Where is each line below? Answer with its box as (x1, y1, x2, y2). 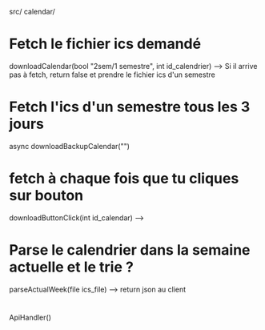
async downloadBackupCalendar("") (9, 141, 130, 151)
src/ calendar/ (9, 7, 55, 16)
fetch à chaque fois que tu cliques (9, 170, 239, 187)
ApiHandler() (9, 312, 51, 322)
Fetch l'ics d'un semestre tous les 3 (9, 98, 251, 116)
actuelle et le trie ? (9, 258, 135, 276)
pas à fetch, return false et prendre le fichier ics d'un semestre (9, 70, 215, 79)
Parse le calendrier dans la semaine (9, 241, 251, 259)
